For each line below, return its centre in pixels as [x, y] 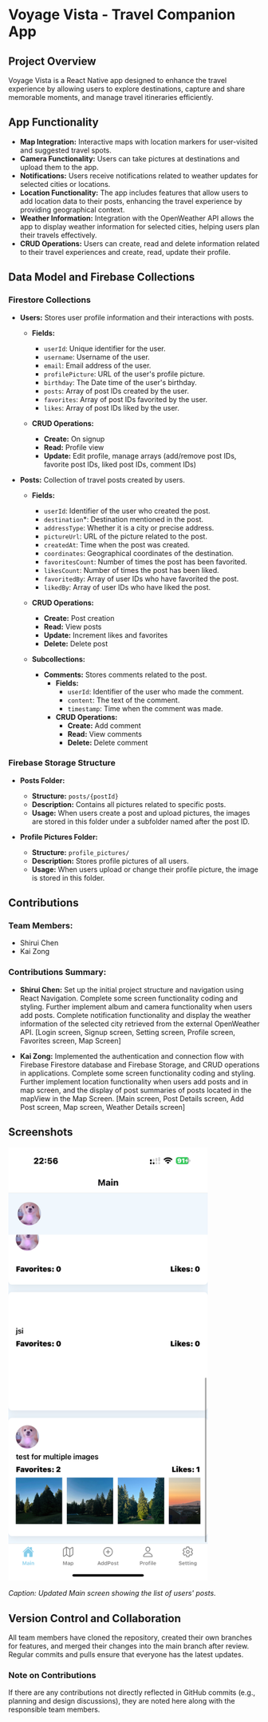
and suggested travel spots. [65, 150]
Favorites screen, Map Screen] [70, 1040]
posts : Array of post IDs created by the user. [116, 391]
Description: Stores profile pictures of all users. [110, 861]
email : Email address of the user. [97, 365]
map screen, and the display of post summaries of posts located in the [136, 1090]
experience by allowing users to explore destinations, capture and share [127, 89]
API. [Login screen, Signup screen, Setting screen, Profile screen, [127, 1032]
